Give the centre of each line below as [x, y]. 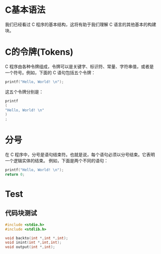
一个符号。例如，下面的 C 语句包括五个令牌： [50, 72]
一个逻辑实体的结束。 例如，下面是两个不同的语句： [56, 161]
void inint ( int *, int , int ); [33, 243]
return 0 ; [15, 174]
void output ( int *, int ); [30, 247]
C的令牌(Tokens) [39, 52]
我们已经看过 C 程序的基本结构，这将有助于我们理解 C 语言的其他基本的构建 [81, 24]
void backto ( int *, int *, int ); [37, 238]
